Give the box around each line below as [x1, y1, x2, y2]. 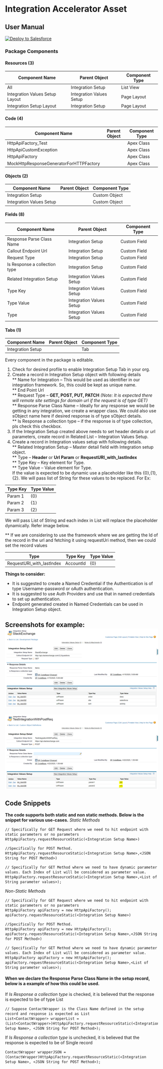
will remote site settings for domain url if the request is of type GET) [12, 398, 148, 403]
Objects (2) [5, 173, 28, 179]
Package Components [5, 48, 59, 55]
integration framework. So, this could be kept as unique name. [12, 382, 137, 388]
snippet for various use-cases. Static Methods [5, 817, 100, 823]
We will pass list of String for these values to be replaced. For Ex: [21, 475, 151, 481]
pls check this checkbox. [12, 423, 62, 429]
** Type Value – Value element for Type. [12, 465, 92, 471]
